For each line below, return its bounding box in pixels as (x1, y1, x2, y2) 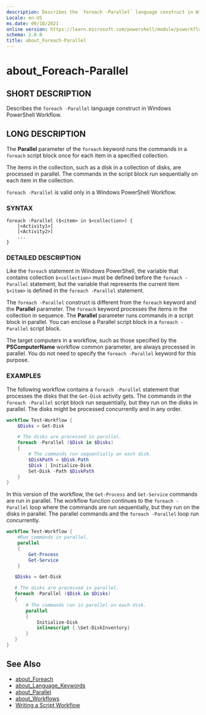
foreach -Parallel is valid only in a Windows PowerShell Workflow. (6, 188, 177, 196)
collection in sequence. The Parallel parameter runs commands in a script (6, 312, 193, 319)
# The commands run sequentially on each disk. (28, 451, 152, 457)
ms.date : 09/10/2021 (6, 20, 59, 26)
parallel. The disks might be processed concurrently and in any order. (6, 405, 182, 412)
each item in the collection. (6, 176, 75, 184)
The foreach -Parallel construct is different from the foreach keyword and (6, 299, 196, 306)
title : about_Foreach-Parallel (6, 37, 86, 44)
